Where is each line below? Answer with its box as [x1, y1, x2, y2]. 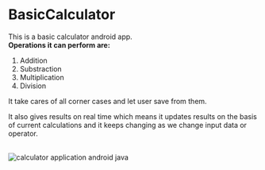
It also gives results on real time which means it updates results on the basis [8, 111, 258, 121]
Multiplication [19, 72, 65, 82]
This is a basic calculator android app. [8, 32, 132, 41]
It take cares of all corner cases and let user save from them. [8, 96, 208, 106]
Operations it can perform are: [8, 40, 111, 49]
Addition [19, 56, 48, 65]
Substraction [19, 64, 62, 73]
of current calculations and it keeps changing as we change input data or [8, 120, 248, 129]
